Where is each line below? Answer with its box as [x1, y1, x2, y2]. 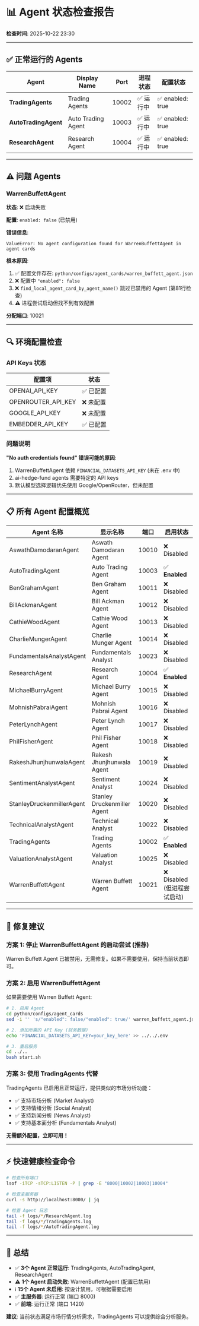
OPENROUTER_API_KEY [9, 398, 76, 406]
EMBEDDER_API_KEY [9, 420, 69, 428]
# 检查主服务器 [6, 1191, 38, 1197]
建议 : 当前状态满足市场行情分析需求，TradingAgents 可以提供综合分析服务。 [6, 1313, 192, 1320]
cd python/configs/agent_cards [6, 1011, 84, 1017]
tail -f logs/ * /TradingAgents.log [6, 1219, 92, 1224]
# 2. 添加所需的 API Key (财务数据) [6, 1027, 89, 1033]
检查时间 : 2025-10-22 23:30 [6, 30, 75, 37]
